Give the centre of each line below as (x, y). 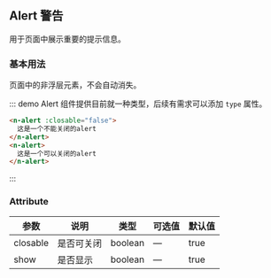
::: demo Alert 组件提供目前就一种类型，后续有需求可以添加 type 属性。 (138, 104)
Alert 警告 (36, 16)
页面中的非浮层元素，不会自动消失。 (75, 85)
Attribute (29, 202)
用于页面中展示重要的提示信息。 (67, 39)
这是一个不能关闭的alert (57, 128)
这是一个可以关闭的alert (57, 153)
